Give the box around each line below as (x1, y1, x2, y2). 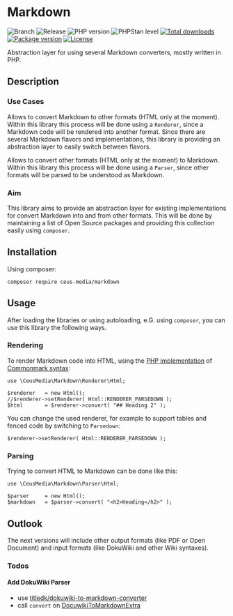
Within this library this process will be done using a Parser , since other (7, 163, 209, 172)
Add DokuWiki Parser (7, 578, 71, 587)
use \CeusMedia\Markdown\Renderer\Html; (7, 377, 127, 384)
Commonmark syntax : (7, 363, 71, 372)
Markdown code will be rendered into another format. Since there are (7, 127, 206, 136)
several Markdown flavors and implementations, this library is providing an (7, 135, 220, 143)
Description (7, 76, 59, 88)
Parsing (7, 451, 34, 460)
